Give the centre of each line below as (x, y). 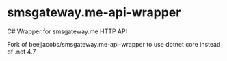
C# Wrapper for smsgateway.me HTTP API (67, 31)
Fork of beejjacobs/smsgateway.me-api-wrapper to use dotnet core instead (114, 44)
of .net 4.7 (22, 52)
